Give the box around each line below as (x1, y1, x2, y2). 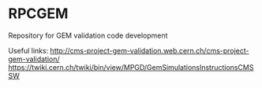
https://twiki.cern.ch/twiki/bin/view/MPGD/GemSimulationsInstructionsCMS (8, 62, 254, 71)
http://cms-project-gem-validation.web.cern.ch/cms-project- (50, 46, 250, 55)
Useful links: (8, 46, 49, 55)
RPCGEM (8, 5, 69, 23)
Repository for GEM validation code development (8, 31, 168, 40)
